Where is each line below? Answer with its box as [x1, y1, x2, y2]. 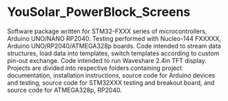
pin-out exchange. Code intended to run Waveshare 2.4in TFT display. [7, 56, 207, 64]
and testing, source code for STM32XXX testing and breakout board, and [7, 78, 215, 86]
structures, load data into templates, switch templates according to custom [7, 49, 220, 57]
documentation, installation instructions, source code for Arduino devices [7, 71, 216, 80]
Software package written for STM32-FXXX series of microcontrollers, [7, 27, 207, 35]
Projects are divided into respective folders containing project [7, 64, 183, 72]
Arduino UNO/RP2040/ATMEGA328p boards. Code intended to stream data [7, 42, 222, 50]
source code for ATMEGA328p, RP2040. [7, 86, 123, 94]
